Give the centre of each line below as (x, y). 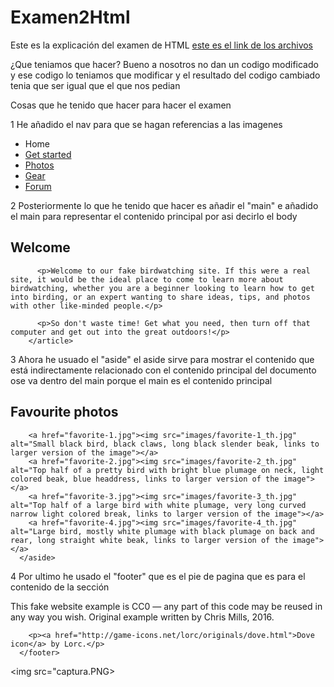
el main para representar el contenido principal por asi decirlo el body (154, 216)
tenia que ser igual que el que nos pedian (95, 85)
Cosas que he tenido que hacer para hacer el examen (121, 105)
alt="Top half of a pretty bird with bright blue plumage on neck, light (167, 470)
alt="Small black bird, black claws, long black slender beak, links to (165, 444)
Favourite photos (64, 412)
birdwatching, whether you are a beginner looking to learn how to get (162, 288)
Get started (48, 154)
